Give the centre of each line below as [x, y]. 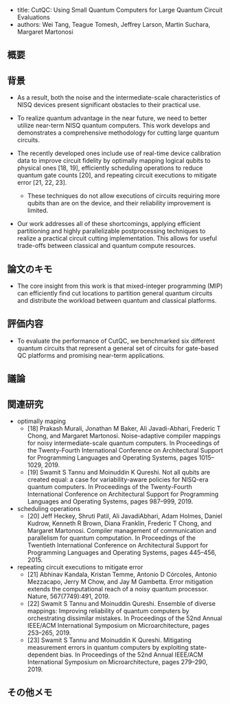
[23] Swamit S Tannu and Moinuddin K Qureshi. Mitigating [110, 640]
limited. [38, 211]
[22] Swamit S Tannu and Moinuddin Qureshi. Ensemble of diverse [122, 604]
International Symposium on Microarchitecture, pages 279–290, [117, 662]
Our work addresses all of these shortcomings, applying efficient [109, 224]
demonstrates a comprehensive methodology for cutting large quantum [118, 133]
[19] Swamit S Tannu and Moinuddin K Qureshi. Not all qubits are [119, 473]
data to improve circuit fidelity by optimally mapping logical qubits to [114, 161]
